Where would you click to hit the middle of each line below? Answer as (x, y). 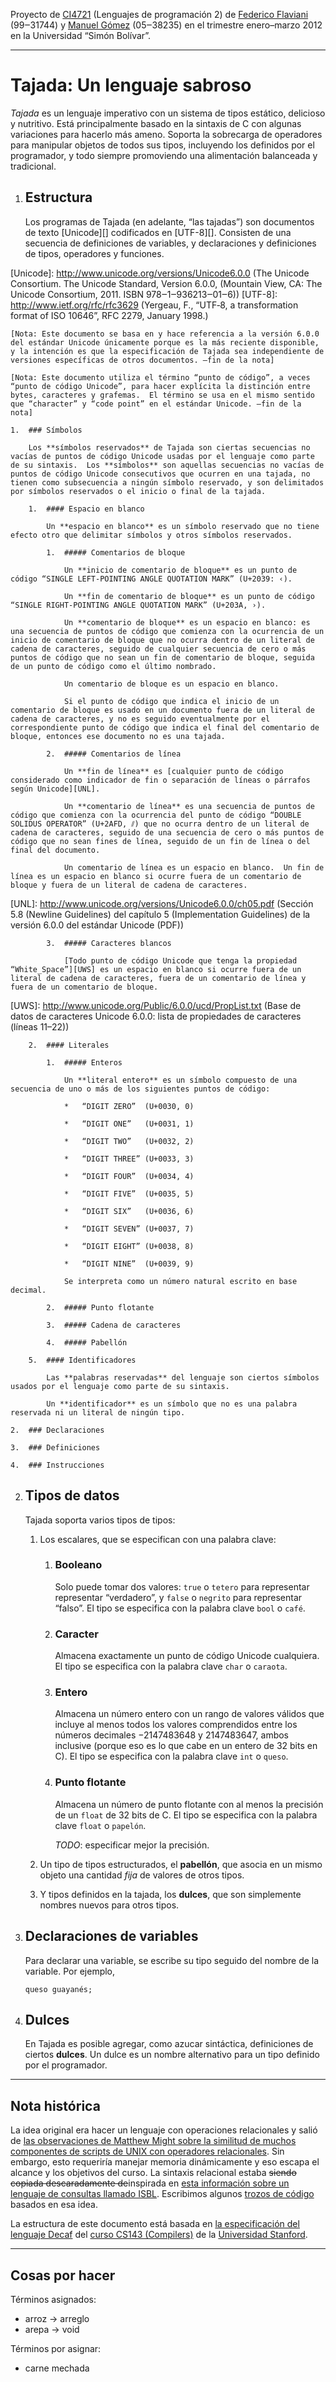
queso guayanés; (58, 1989)
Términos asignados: (53, 2299)
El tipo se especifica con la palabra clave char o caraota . (171, 1666)
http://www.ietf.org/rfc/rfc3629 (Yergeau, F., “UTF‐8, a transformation (154, 305)
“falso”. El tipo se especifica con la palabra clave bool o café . (180, 1608)
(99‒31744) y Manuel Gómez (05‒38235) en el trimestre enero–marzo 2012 (166, 25)
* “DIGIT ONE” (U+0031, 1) (129, 1124)
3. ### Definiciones (55, 1447)
